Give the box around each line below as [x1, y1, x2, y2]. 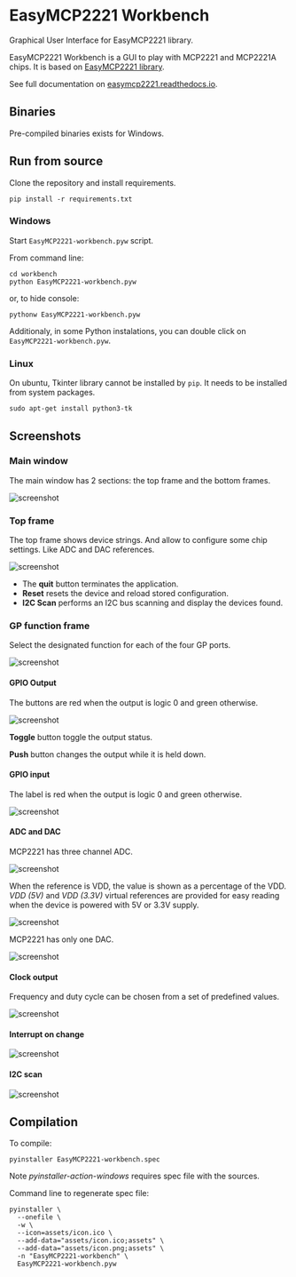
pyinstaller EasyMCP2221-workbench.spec [9, 1155, 161, 1164]
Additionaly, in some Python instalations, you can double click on [9, 325, 246, 336]
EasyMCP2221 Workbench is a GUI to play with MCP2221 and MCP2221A [9, 52, 277, 62]
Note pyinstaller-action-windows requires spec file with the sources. [9, 1170, 260, 1182]
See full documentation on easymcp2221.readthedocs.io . [9, 78, 218, 89]
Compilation [9, 1114, 78, 1129]
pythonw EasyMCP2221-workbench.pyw [9, 310, 141, 319]
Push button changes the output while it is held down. [9, 748, 206, 760]
